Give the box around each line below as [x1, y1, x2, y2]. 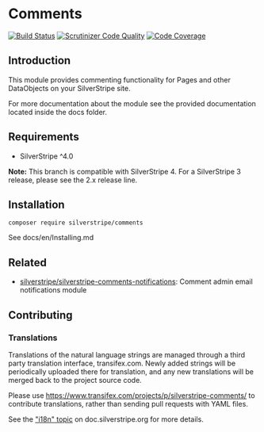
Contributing [8, 308, 73, 322]
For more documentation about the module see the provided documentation [8, 98, 256, 108]
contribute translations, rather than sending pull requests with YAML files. [8, 399, 248, 408]
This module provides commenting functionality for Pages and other [8, 75, 231, 84]
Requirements [8, 130, 79, 143]
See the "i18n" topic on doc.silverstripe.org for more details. [8, 414, 204, 424]
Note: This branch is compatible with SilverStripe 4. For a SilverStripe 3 [8, 166, 242, 176]
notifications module [19, 285, 87, 295]
